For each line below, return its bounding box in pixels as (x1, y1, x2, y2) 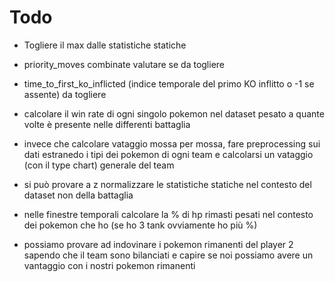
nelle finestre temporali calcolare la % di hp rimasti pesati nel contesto (23, 208, 314, 220)
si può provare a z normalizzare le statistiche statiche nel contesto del (23, 178, 312, 190)
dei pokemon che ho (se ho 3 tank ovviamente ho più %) (23, 219, 258, 231)
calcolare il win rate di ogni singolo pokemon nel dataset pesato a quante (23, 107, 325, 120)
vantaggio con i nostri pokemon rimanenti (23, 259, 196, 271)
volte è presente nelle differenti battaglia (23, 118, 191, 130)
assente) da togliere (23, 88, 107, 100)
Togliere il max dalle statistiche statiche (23, 39, 187, 51)
